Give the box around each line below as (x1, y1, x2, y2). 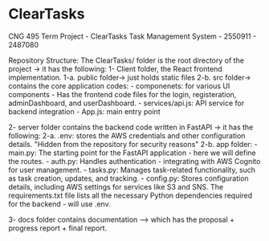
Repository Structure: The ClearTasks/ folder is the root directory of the (8, 55, 245, 65)
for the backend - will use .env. (8, 198, 111, 209)
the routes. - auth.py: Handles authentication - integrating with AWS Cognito (8, 156, 261, 165)
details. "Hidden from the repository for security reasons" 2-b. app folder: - (8, 139, 259, 149)
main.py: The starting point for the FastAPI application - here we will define (8, 148, 256, 157)
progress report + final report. (8, 223, 108, 233)
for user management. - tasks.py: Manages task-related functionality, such (8, 165, 255, 174)
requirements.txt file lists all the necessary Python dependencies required (8, 190, 253, 200)
